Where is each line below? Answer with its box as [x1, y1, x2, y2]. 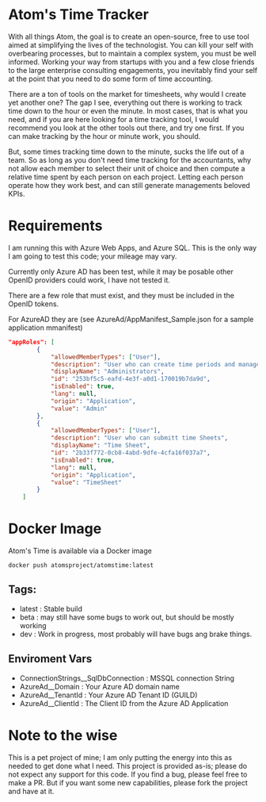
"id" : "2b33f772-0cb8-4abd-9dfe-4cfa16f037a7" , [50, 449, 211, 457]
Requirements [8, 217, 103, 235]
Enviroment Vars [8, 652, 93, 666]
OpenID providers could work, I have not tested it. [8, 275, 170, 285]
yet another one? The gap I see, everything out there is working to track [8, 98, 243, 107]
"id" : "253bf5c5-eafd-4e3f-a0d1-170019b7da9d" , [50, 375, 211, 383]
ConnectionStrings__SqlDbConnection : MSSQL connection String [19, 673, 235, 683]
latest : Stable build [19, 604, 83, 613]
